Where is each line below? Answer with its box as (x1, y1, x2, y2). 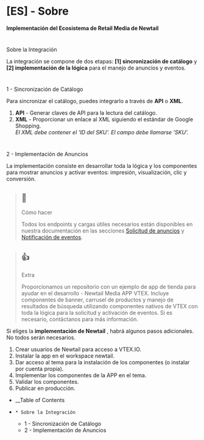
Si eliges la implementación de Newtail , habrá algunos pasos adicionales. (6, 328, 194, 335)
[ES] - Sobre (6, 4, 69, 18)
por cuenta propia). (15, 365, 64, 373)
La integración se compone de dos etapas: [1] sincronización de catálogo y (6, 58, 197, 65)
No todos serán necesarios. (6, 334, 76, 341)
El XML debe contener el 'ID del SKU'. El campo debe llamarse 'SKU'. (15, 129, 189, 136)
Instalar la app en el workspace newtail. (15, 352, 114, 359)
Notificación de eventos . (21, 234, 83, 241)
